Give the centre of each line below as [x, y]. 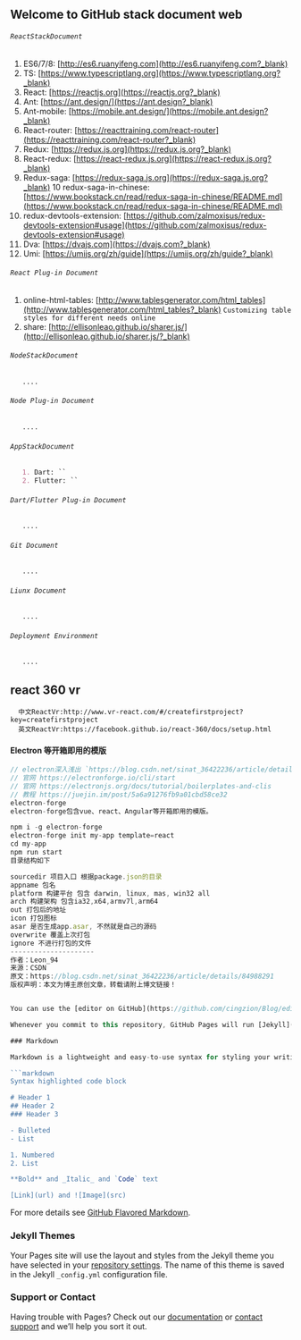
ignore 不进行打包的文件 [51, 943]
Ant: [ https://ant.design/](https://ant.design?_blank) [118, 101]
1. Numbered [32, 1155]
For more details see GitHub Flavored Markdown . [100, 1213]
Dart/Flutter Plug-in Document [68, 500]
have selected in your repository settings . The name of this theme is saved [147, 1265]
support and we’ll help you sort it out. [79, 1326]
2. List [25, 1163]
